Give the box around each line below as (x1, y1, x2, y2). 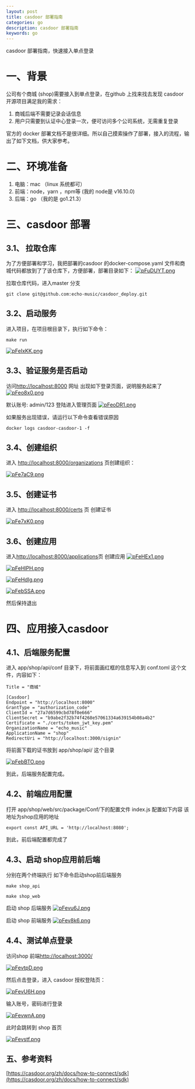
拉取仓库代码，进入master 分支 (6, 280, 81, 286)
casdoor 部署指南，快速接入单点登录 (6, 48, 94, 55)
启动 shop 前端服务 (6, 917, 52, 924)
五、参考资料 (6, 1054, 53, 1064)
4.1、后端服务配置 (6, 647, 70, 657)
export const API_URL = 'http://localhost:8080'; (6, 825, 130, 830)
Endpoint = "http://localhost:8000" (6, 700, 95, 705)
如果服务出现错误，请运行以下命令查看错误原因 (6, 413, 119, 420)
